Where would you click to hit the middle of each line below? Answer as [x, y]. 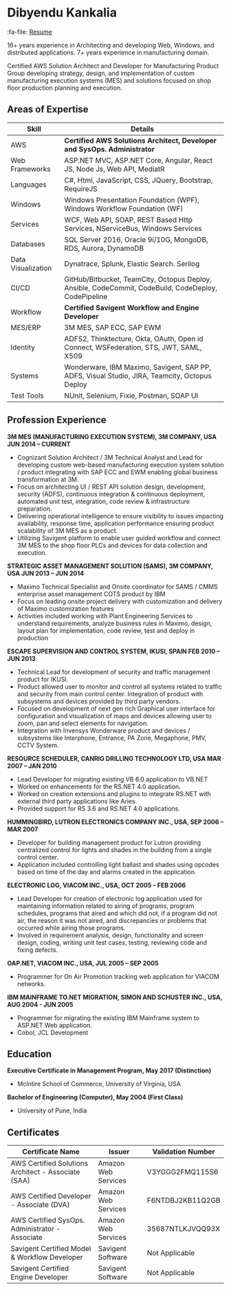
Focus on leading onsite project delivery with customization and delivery [120, 601]
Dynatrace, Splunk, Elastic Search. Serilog [132, 263]
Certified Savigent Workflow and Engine [132, 307]
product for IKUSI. [43, 679]
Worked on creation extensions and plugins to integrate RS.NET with [114, 793]
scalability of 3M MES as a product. [67, 530]
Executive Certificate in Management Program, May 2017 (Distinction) [109, 1070]
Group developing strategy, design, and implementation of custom [101, 73]
